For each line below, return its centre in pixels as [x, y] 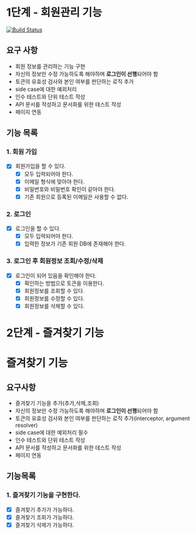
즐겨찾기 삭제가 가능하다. [44, 525]
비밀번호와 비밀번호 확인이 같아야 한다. [70, 189]
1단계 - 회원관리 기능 [54, 12]
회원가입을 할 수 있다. [40, 166]
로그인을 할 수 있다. [38, 228]
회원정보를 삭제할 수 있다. [54, 306]
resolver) [26, 425]
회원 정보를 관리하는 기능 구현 [50, 66]
